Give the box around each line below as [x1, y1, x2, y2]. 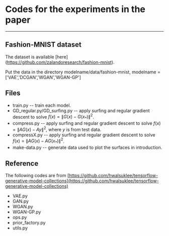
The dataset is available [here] [5, 54, 68, 60]
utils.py [12, 225, 28, 231]
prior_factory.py [12, 219, 46, 225]
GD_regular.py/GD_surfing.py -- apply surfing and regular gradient [12, 107, 150, 114]
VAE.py [12, 193, 28, 199]
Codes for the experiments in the [5, 4, 146, 15]
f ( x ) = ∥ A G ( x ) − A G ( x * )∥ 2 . [12, 137, 64, 145]
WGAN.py [12, 203, 34, 209]
